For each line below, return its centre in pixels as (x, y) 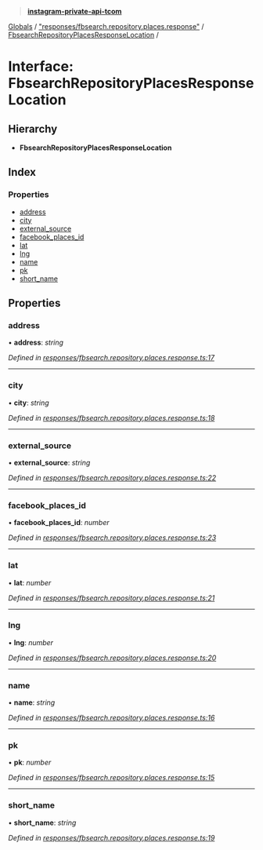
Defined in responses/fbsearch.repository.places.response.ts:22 (112, 477)
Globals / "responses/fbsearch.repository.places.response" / (106, 26)
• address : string (36, 343)
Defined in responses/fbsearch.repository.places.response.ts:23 (112, 538)
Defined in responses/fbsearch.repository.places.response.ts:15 (112, 778)
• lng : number (31, 642)
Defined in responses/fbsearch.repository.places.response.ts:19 (112, 837)
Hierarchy (33, 129)
